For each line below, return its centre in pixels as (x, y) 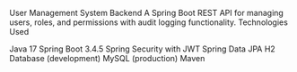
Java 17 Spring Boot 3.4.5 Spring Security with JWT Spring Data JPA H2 (142, 49)
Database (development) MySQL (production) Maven (107, 58)
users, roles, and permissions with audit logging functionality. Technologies (149, 22)
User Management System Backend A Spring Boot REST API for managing (147, 13)
